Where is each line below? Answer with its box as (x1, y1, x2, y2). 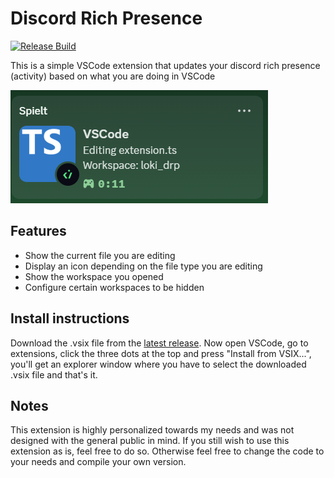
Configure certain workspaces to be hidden (24, 281, 205, 293)
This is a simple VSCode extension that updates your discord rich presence (10, 59, 321, 71)
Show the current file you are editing (24, 249, 176, 261)
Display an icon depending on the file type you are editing (24, 260, 263, 272)
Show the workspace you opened (24, 270, 164, 282)
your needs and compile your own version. (10, 456, 187, 468)
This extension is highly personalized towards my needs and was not (10, 424, 295, 436)
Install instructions (10, 310, 130, 327)
